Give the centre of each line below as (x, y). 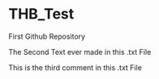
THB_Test (41, 14)
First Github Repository (47, 36)
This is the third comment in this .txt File (75, 67)
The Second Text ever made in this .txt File (80, 52)
